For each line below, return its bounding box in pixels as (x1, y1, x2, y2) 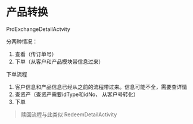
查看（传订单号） (14, 50, 57, 57)
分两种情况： (6, 38, 38, 45)
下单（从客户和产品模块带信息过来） (14, 58, 104, 65)
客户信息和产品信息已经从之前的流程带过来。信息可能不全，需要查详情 (14, 83, 188, 90)
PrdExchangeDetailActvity (6, 25, 70, 33)
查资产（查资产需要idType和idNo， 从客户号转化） (14, 91, 139, 98)
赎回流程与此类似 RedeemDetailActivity (20, 111, 117, 118)
